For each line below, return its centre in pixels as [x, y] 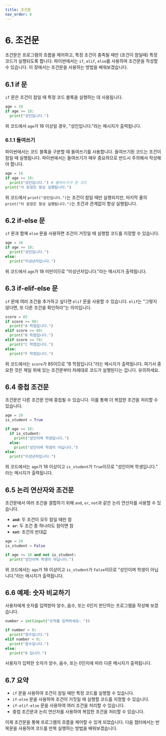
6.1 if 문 [16, 84]
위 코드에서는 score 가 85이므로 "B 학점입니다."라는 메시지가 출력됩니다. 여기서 [81, 364]
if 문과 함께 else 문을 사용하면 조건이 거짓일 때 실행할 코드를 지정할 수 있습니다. [82, 234]
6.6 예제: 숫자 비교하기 [38, 593]
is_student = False [25, 546]
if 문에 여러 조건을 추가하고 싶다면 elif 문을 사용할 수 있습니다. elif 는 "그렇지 [81, 301]
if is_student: [25, 434]
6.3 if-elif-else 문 [31, 288]
